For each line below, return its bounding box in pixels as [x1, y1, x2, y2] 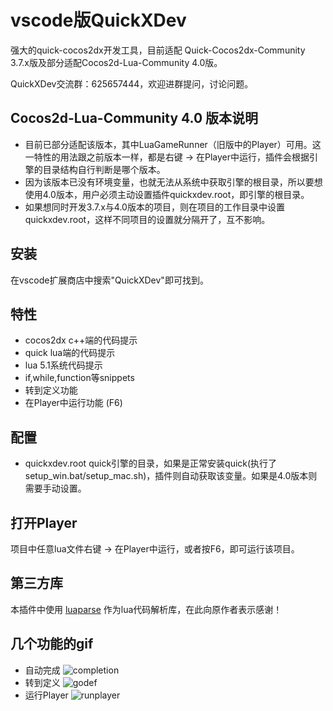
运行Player [24, 689, 69, 701]
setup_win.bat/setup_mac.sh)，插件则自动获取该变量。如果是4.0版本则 [24, 470, 318, 482]
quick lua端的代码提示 [24, 347, 116, 359]
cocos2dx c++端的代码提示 [24, 334, 138, 346]
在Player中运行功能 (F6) [24, 397, 123, 409]
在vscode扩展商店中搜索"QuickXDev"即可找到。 [10, 274, 209, 286]
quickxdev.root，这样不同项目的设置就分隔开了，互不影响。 [24, 213, 271, 225]
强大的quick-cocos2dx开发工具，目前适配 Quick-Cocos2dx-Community [10, 44, 306, 56]
